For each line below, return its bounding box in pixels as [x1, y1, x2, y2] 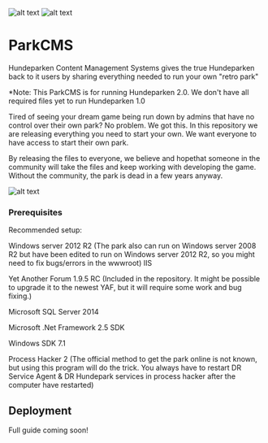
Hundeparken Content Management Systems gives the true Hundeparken [8, 63, 255, 72]
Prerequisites [8, 206, 63, 218]
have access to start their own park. [8, 137, 129, 147]
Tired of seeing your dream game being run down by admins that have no [8, 111, 255, 121]
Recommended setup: [8, 225, 83, 235]
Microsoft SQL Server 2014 [8, 307, 99, 317]
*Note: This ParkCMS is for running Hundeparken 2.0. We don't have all [8, 87, 249, 97]
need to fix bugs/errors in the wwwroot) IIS [8, 258, 153, 268]
